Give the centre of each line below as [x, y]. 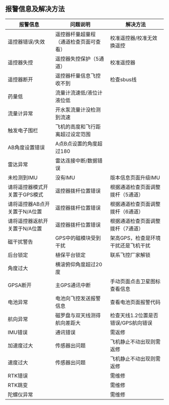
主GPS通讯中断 [73, 285]
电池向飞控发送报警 [78, 298]
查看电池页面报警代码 [135, 302]
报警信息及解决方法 [35, 9]
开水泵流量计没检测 [78, 110]
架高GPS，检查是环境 [135, 238]
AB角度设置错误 [26, 147]
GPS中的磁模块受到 [78, 238]
